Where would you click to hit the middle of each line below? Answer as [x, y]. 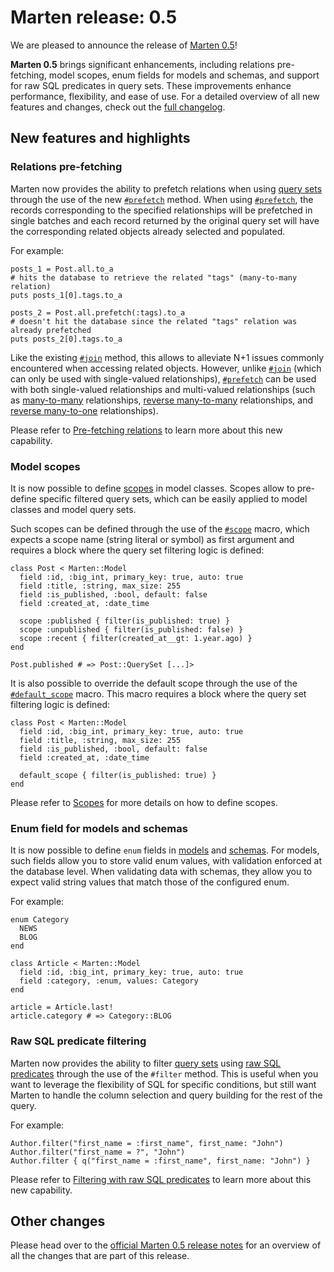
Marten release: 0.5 [94, 17]
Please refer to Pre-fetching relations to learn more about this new [146, 430]
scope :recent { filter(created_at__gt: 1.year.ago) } [136, 638]
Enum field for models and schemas [99, 828]
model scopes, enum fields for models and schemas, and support [184, 75]
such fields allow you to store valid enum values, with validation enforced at [166, 861]
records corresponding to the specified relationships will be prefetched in [161, 210]
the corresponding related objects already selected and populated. [148, 231]
